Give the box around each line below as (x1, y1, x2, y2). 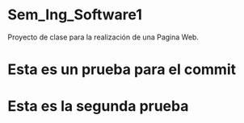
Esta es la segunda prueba (7, 97, 189, 116)
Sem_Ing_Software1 (7, 6, 143, 24)
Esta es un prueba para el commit (7, 60, 237, 79)
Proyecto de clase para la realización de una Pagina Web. (7, 32, 200, 42)
